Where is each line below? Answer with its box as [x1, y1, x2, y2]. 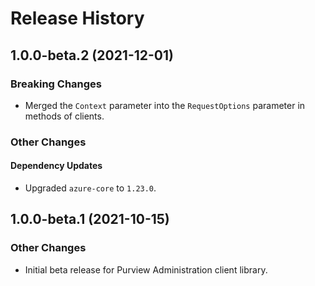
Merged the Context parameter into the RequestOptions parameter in [24, 99, 306, 111]
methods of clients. [24, 110, 105, 122]
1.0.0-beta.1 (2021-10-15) [10, 211, 170, 228]
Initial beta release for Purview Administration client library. [24, 263, 268, 276]
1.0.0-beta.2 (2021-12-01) [10, 47, 174, 64]
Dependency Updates [10, 160, 103, 172]
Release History [10, 7, 145, 30]
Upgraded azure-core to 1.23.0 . [24, 182, 157, 194]
